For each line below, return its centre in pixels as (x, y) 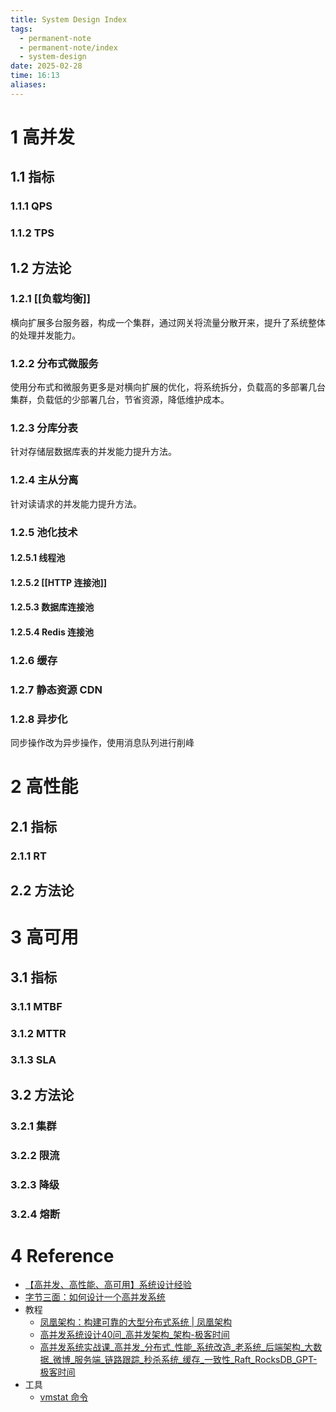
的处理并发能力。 (45, 335)
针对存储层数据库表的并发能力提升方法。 (93, 452)
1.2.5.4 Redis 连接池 (52, 632)
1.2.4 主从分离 (44, 480)
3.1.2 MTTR (38, 1033)
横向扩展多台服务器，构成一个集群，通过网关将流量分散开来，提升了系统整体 (168, 322)
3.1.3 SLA (33, 1060)
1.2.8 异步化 (39, 719)
